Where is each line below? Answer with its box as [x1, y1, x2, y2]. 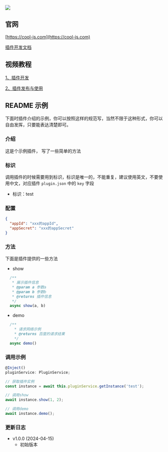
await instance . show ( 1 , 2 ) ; [5, 397, 64, 402]
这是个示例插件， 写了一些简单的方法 [5, 148, 81, 154]
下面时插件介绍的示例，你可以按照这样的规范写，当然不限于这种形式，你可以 [5, 115, 163, 121]
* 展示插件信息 [11, 280, 39, 285]
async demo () [9, 341, 37, 346]
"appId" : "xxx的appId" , [9, 221, 58, 226]
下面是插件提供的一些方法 [5, 256, 58, 262]
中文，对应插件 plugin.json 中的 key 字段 [9, 181, 94, 187]
